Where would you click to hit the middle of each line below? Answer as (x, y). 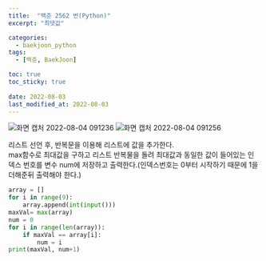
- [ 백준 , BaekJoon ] (46, 60)
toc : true (25, 74)
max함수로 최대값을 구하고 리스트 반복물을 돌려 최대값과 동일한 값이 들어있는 (127, 155)
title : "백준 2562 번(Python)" (60, 16)
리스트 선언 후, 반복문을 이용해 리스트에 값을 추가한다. (91, 145)
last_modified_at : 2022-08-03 (59, 104)
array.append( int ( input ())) (69, 205)
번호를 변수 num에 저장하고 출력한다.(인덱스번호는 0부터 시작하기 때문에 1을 (141, 165)
